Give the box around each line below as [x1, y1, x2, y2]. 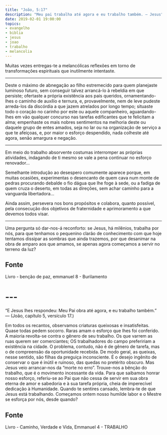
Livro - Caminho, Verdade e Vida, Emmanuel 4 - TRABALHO [5, 424, 128, 430]
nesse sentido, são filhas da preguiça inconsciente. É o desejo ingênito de [5, 354, 157, 360]
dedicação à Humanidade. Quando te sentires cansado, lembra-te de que [5, 386, 156, 392]
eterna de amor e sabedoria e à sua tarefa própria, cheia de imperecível [5, 381, 152, 387]
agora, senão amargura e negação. [5, 135, 77, 141]
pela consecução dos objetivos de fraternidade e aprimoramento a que [5, 205, 151, 211]
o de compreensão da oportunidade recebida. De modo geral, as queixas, [5, 349, 157, 355]
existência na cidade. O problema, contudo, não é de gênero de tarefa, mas [5, 344, 160, 349]
